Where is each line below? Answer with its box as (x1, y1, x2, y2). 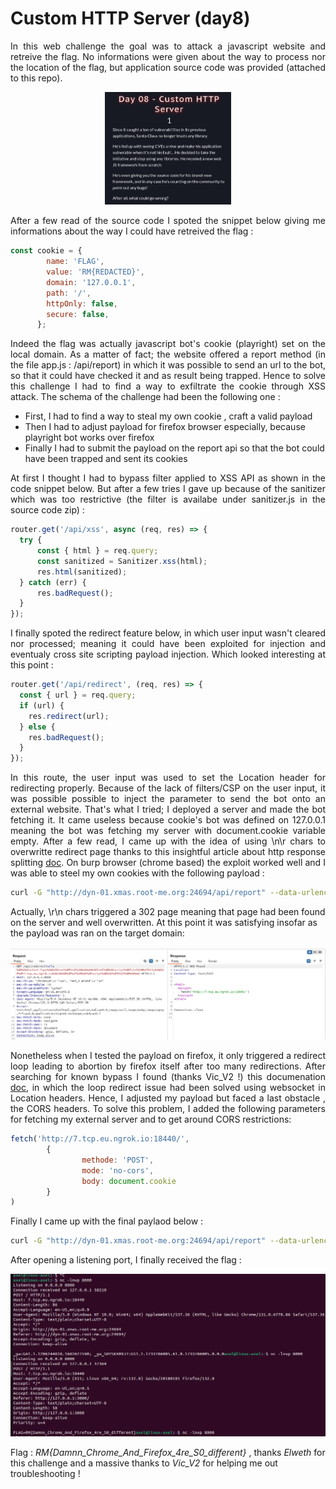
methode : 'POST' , (81, 1155, 155, 1165)
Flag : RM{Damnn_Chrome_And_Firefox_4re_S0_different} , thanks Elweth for (10, 1446, 326, 1458)
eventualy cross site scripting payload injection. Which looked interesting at (10, 648, 326, 661)
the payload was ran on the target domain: (10, 927, 185, 939)
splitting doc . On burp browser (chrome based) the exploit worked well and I (10, 857, 327, 869)
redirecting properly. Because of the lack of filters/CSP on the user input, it (10, 782, 326, 794)
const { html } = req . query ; (36, 546, 159, 556)
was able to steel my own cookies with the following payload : (10, 867, 265, 879)
